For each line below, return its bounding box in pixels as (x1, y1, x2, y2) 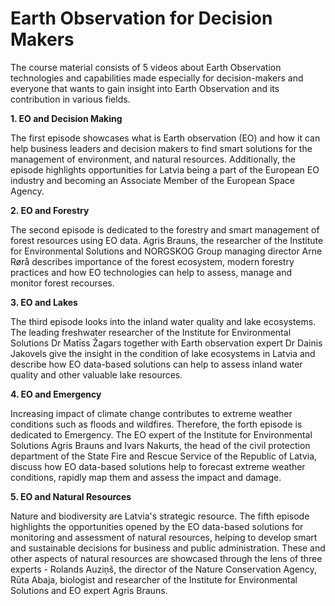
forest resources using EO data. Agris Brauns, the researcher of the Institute (10, 234, 324, 246)
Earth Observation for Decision (10, 7, 273, 30)
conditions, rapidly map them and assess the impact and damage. (10, 471, 282, 483)
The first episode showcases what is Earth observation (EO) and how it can (10, 132, 321, 144)
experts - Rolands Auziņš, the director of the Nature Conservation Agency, (10, 563, 318, 575)
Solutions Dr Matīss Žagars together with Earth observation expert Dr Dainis (10, 337, 323, 349)
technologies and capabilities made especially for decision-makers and (10, 72, 304, 84)
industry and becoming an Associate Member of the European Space (10, 174, 295, 186)
